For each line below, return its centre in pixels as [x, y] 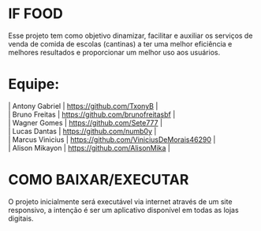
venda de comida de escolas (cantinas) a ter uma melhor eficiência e [120, 43]
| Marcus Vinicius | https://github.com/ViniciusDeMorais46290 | [112, 140]
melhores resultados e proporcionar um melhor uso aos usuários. [114, 52]
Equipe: [34, 84]
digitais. [21, 218]
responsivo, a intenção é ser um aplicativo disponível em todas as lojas [123, 210]
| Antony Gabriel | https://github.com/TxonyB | [83, 106]
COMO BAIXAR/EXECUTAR [99, 180]
